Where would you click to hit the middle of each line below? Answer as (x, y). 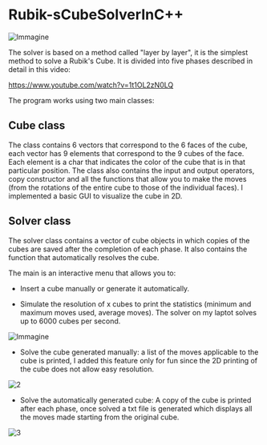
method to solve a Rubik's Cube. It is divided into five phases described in (131, 61)
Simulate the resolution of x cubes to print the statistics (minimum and (136, 304)
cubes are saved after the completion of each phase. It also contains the (128, 249)
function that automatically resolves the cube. (84, 257)
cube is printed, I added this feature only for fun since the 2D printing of (139, 360)
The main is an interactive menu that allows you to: (92, 273)
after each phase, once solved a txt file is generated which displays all (136, 408)
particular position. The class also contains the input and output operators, (131, 170)
